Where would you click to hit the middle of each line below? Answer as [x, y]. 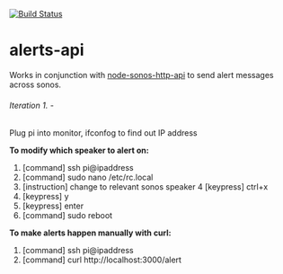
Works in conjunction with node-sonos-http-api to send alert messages [141, 75]
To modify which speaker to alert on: [80, 150]
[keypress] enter [53, 206]
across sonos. [35, 84]
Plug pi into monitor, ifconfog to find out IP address [103, 133]
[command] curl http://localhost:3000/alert [102, 260]
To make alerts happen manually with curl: [90, 233]
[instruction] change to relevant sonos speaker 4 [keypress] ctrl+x [145, 187]
